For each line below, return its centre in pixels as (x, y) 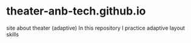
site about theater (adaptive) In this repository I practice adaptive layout (95, 28)
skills (13, 34)
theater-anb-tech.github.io (76, 11)
